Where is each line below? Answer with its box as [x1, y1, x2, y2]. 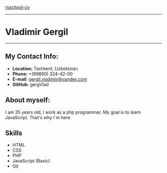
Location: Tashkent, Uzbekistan [12, 65, 78, 71]
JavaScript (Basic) [12, 158, 50, 164]
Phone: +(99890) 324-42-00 [12, 71, 73, 77]
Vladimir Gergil [5, 26, 69, 38]
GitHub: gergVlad [12, 81, 49, 87]
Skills [5, 129, 22, 137]
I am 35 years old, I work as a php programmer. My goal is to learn [5, 109, 141, 115]
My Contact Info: [5, 52, 59, 61]
